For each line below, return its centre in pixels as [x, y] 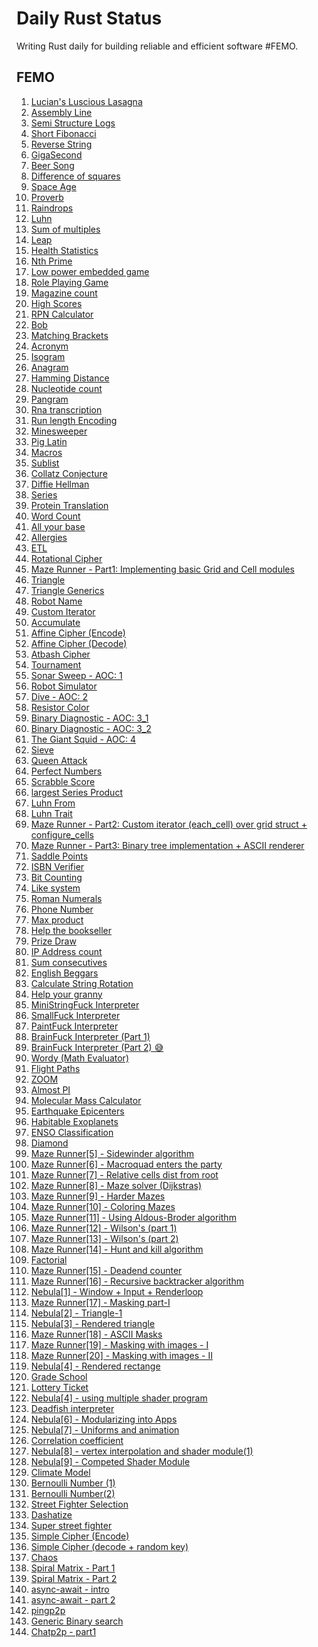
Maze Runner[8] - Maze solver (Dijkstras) [116, 1185]
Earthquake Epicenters [77, 1111]
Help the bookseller [71, 930]
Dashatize [51, 1514]
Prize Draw [53, 941]
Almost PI [50, 1089]
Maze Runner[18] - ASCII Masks [96, 1334]
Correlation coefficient [77, 1440]
